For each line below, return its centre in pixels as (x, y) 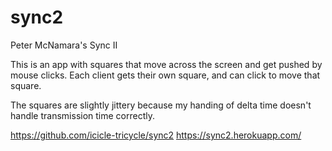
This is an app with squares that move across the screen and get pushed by (166, 64)
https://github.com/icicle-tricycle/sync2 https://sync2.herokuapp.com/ (156, 135)
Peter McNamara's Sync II (64, 45)
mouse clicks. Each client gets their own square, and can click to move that (165, 75)
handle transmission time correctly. (83, 115)
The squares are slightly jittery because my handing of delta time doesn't (161, 105)
